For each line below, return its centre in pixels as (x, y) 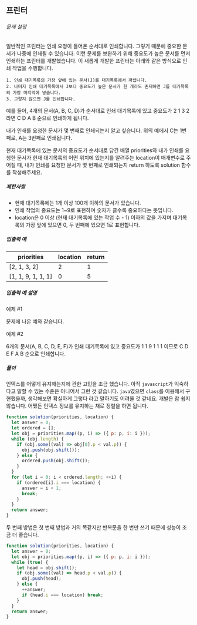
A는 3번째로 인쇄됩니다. (45, 137)
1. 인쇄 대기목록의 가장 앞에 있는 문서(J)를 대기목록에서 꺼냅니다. (77, 80)
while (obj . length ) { (38, 439)
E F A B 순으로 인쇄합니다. (36, 354)
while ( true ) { (30, 562)
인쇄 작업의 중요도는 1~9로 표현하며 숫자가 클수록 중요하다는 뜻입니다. (94, 210)
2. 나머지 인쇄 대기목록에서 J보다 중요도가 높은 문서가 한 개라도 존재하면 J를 (88, 86)
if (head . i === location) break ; (62, 595)
